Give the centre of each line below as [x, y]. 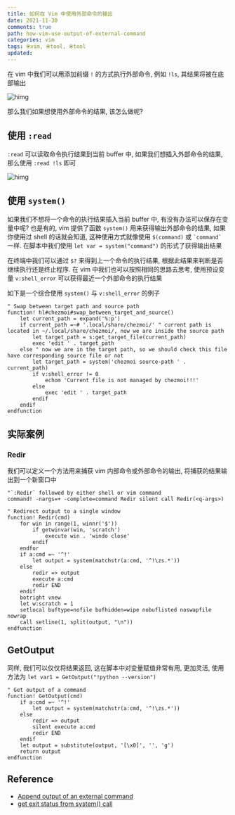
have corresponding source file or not [66, 355]
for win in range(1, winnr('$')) [69, 524]
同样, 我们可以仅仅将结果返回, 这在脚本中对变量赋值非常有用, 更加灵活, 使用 [116, 668]
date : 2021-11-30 [33, 20]
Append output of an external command [75, 796]
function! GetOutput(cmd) [45, 696]
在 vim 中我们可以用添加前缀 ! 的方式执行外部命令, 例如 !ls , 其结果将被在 [113, 74]
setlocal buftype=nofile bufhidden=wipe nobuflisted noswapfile [116, 610]
